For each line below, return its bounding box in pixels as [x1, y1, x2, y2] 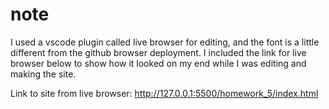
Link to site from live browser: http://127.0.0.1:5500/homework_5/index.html [10, 87, 319, 99]
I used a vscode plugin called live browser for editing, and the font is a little [10, 36, 320, 48]
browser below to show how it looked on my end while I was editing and [10, 57, 307, 69]
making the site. [10, 68, 77, 80]
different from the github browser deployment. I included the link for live [10, 46, 307, 58]
